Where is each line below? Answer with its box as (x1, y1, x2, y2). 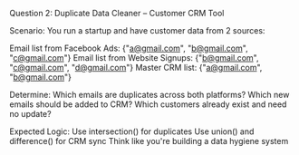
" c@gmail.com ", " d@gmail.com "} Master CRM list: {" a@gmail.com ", (9, 63, 263, 73)
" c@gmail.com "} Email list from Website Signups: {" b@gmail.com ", (9, 53, 259, 63)
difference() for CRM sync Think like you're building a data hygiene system (9, 136, 289, 146)
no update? (9, 109, 52, 119)
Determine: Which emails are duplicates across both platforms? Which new (9, 90, 290, 100)
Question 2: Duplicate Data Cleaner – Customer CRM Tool (9, 8, 225, 18)
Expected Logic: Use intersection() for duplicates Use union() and (9, 126, 255, 137)
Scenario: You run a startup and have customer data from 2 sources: (9, 25, 265, 35)
